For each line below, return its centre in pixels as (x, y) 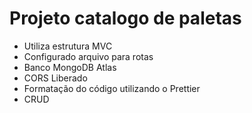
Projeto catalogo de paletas (125, 18)
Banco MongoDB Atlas (70, 67)
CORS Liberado (55, 78)
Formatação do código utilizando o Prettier (112, 88)
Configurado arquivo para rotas (88, 56)
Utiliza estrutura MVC (68, 46)
